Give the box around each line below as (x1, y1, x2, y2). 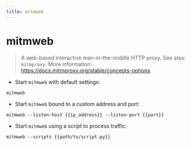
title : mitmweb (6, 8, 44, 15)
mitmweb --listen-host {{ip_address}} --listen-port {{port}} (6, 111, 164, 118)
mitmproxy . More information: (20, 60, 93, 67)
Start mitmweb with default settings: (14, 78, 100, 85)
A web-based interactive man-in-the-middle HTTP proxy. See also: (20, 54, 186, 61)
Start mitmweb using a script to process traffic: (14, 122, 127, 129)
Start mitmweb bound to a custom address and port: (14, 100, 140, 107)
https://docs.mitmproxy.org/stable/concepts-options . (20, 67, 152, 74)
